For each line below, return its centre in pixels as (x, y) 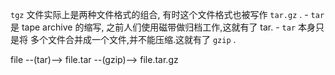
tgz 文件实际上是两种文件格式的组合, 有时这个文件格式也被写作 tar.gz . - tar (167, 14)
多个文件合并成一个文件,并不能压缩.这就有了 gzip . (133, 39)
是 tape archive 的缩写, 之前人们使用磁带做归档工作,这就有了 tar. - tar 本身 (163, 27)
